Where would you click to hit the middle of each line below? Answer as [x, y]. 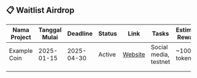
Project [21, 37]
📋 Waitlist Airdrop [40, 10]
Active [107, 54]
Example [21, 50]
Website [134, 54]
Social [159, 47]
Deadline [80, 33]
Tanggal [50, 30]
